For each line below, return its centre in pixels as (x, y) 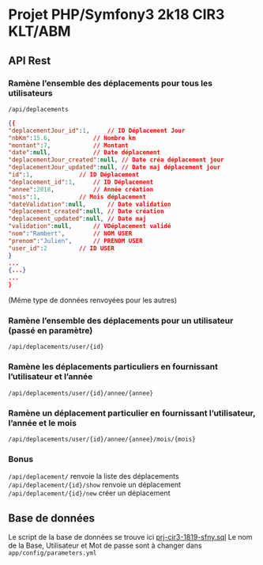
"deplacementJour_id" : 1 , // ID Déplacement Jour (97, 131)
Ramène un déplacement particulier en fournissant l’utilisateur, (132, 413)
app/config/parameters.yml (53, 553)
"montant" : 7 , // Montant (68, 145)
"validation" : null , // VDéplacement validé (90, 226)
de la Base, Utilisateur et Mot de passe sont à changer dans (105, 545)
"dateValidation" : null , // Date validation (90, 204)
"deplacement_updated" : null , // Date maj (77, 219)
